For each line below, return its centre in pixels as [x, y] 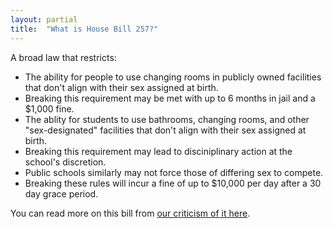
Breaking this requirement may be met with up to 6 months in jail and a [170, 98]
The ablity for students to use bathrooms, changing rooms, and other [167, 119]
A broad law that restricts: [63, 57]
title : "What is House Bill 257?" [84, 29]
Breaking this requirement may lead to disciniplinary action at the [158, 151]
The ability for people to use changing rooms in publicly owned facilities [173, 77]
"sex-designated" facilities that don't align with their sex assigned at [165, 130]
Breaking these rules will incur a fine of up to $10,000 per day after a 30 [173, 183]
